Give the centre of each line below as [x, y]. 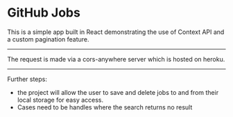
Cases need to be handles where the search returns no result [105, 107]
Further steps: [27, 79]
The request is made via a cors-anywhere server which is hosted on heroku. [116, 59]
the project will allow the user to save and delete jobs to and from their [118, 92]
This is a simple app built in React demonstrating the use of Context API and [116, 32]
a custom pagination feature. [48, 39]
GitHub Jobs [44, 13]
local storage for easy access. [60, 100]
